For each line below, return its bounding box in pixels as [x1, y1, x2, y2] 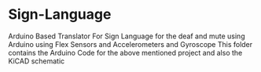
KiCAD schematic [8, 56, 65, 66]
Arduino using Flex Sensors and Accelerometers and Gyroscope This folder [8, 39, 253, 49]
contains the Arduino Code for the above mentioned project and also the [8, 48, 243, 57]
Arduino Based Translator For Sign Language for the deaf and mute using [8, 31, 245, 41]
